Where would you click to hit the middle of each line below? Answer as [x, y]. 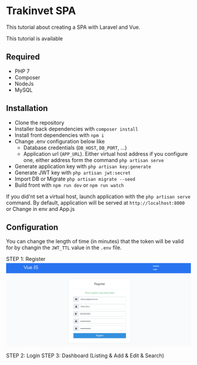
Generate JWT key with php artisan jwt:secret [72, 172]
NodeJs [24, 83]
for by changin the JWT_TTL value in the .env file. [64, 247]
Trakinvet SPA [41, 11]
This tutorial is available [35, 38]
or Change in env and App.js [40, 209]
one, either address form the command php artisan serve [94, 160]
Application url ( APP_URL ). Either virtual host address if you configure [106, 153]
